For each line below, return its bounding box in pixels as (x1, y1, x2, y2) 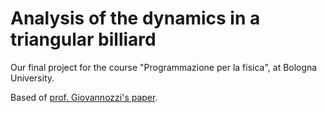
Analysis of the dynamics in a (10, 7, 261, 30)
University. (10, 72, 55, 84)
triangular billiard (10, 28, 157, 51)
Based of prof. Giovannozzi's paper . (10, 91, 158, 103)
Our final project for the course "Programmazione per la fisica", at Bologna (10, 61, 318, 73)
